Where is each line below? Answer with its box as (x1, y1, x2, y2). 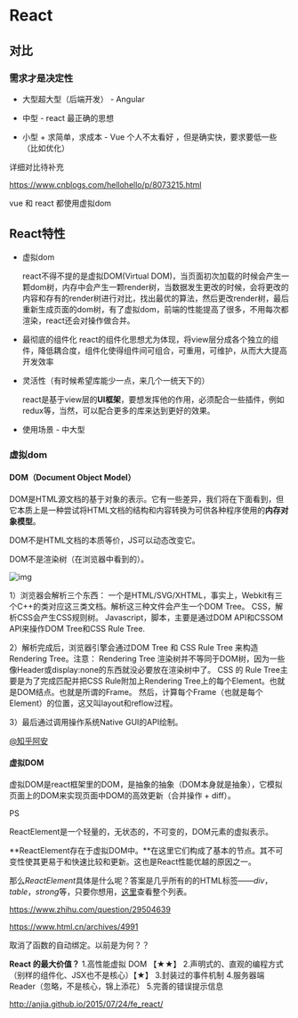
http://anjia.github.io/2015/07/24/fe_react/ (9, 998, 164, 1010)
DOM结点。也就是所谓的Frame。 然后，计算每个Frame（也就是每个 (16, 686, 264, 697)
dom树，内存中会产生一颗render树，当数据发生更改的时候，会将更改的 (29, 281, 289, 292)
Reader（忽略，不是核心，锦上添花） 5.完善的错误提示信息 (9, 981, 224, 992)
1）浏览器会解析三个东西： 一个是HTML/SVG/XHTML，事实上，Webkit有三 (9, 589, 283, 601)
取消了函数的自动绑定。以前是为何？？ (9, 940, 149, 950)
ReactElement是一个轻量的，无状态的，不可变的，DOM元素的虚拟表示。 (9, 827, 274, 837)
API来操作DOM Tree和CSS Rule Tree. (9, 623, 145, 634)
